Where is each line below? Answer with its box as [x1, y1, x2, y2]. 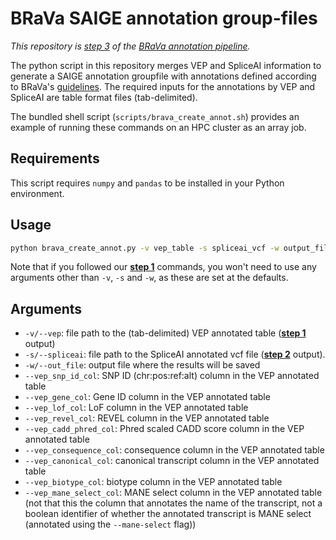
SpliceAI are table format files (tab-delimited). [10, 91, 198, 103]
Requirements [10, 150, 100, 167]
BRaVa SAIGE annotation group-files [10, 7, 318, 30]
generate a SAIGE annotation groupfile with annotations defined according [10, 70, 317, 82]
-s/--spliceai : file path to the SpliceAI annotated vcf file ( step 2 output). [24, 348, 326, 361]
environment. [10, 187, 65, 199]
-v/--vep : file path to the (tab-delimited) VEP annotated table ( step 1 [24, 327, 307, 339]
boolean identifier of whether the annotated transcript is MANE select [24, 508, 312, 520]
